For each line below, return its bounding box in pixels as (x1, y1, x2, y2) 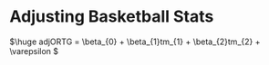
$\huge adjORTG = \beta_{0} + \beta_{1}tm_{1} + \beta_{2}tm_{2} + (9, 36, 261, 47)
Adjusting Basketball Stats (9, 6, 214, 27)
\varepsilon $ (9, 45, 59, 56)
